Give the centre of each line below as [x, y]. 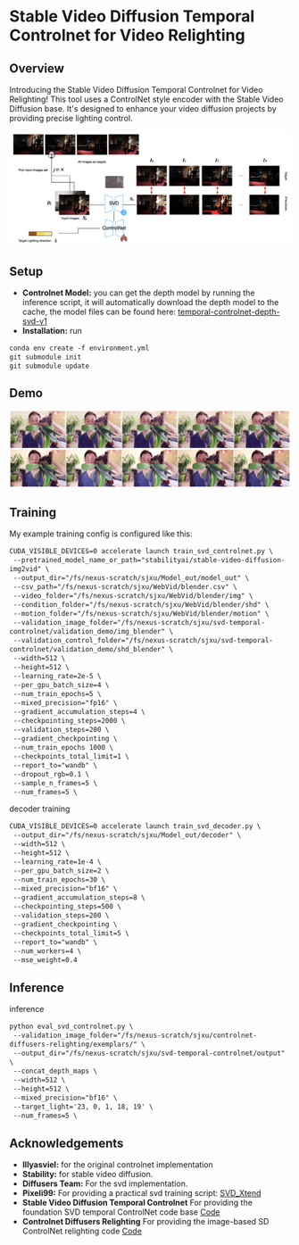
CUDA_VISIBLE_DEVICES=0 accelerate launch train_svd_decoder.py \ [135, 826]
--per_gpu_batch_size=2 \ [61, 871]
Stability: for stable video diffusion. [87, 1174]
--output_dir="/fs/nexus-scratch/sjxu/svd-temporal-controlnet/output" [149, 1054]
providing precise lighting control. [71, 118]
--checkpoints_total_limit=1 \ [71, 757]
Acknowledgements [66, 1143]
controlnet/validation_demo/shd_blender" [87, 650]
